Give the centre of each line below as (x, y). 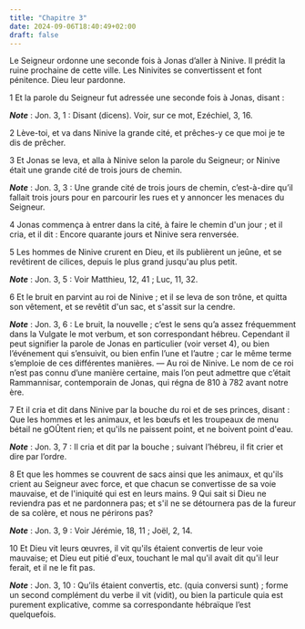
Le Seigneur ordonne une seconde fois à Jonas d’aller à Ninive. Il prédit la (147, 61)
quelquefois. (33, 614)
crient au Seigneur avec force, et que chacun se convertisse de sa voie (143, 484)
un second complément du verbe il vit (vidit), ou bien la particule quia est (147, 595)
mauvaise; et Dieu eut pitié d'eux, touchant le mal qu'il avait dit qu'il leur (144, 558)
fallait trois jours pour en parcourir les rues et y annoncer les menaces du (147, 198)
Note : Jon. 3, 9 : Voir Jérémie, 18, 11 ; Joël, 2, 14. (101, 531)
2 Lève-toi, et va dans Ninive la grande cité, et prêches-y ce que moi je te (147, 133)
